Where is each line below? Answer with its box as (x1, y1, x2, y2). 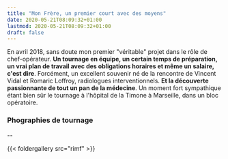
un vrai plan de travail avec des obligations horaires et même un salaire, (7, 62, 214, 70)
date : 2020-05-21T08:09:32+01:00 (7, 16, 102, 23)
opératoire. (7, 98, 38, 106)
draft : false (7, 29, 44, 36)
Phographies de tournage (7, 115, 94, 125)
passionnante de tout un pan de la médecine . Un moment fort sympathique (7, 84, 222, 92)
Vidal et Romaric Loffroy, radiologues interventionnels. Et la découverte (7, 76, 209, 85)
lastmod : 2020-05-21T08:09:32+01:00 (7, 23, 111, 29)
